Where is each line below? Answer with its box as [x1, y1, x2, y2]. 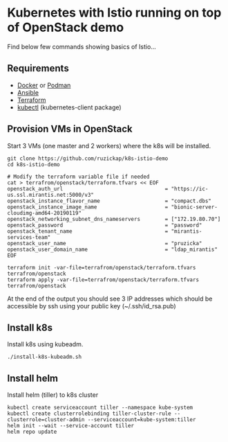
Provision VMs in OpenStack [7, 123, 133, 135]
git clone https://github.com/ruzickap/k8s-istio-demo [7, 154, 169, 162]
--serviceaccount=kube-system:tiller [87, 416, 196, 423]
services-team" [7, 233, 51, 240]
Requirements [7, 62, 69, 74]
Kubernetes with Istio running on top [7, 5, 222, 21]
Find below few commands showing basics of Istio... [7, 42, 157, 51]
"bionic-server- [171, 203, 218, 211]
